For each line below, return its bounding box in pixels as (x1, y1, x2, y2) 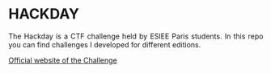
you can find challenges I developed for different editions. (8, 39, 201, 49)
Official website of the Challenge (8, 55, 117, 65)
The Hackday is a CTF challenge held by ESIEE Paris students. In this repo (8, 31, 264, 41)
